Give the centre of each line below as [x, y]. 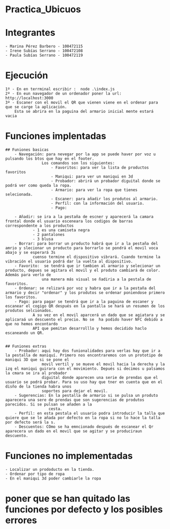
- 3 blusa [43, 239]
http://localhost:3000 [29, 98]
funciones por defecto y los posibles [84, 510]
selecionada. [19, 195]
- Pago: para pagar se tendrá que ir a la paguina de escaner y [84, 302]
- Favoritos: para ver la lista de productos [100, 167]
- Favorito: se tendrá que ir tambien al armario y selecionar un [87, 266]
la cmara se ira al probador [36, 373]
